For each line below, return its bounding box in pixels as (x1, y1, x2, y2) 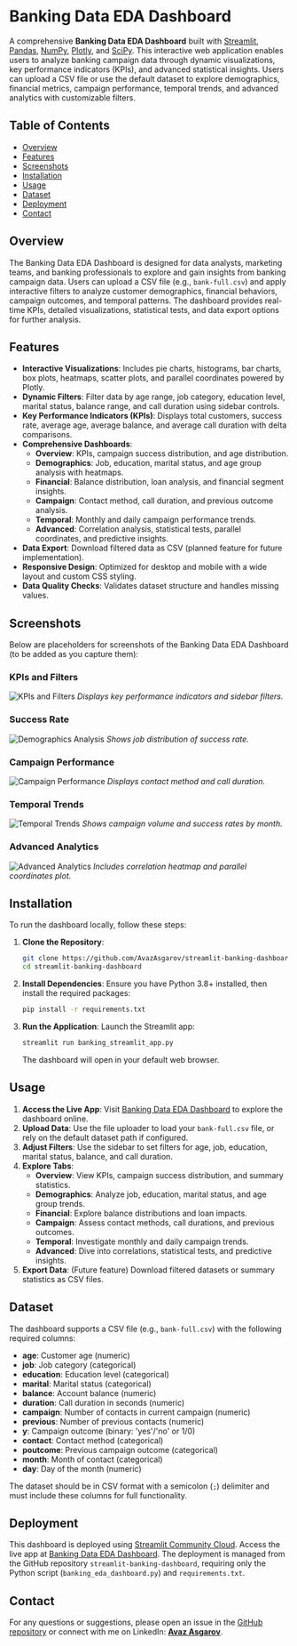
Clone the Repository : (21, 936, 105, 948)
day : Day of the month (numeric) (21, 1463, 142, 1473)
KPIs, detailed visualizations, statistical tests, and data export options (27, 304, 279, 315)
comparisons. (21, 430, 73, 440)
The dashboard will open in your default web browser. (21, 1054, 220, 1064)
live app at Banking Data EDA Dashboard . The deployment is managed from (9, 1549, 285, 1560)
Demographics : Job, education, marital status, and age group (35, 458, 262, 469)
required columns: (9, 1332, 76, 1344)
